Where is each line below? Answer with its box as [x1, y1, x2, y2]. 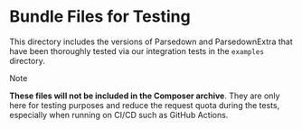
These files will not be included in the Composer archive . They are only [9, 90, 280, 101]
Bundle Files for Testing [9, 6, 192, 27]
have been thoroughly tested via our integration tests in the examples [9, 45, 265, 56]
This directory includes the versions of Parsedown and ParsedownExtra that [9, 36, 293, 47]
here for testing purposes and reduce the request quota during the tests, [9, 99, 280, 110]
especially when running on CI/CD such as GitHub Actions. [9, 109, 229, 120]
